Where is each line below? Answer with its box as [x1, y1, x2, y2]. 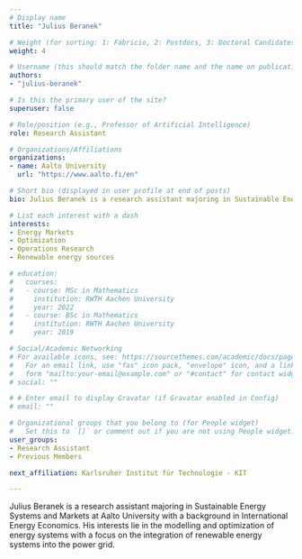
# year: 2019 [9, 328, 75, 337]
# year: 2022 [9, 303, 75, 312]
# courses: [9, 277, 58, 287]
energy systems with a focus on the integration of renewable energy [9, 529, 262, 541]
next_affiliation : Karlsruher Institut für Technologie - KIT [9, 468, 247, 478]
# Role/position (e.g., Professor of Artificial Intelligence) [9, 120, 252, 129]
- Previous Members [9, 452, 83, 461]
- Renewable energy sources [9, 253, 115, 262]
